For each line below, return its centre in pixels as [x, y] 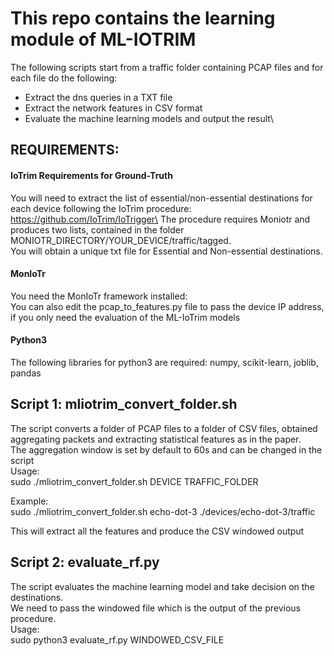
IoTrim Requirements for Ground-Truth [91, 175]
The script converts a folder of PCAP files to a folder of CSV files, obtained [164, 428]
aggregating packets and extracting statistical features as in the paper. [156, 439]
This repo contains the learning [143, 18]
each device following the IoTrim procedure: [101, 208]
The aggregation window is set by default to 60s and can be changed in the [166, 449]
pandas [26, 373]
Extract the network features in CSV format [113, 108]
